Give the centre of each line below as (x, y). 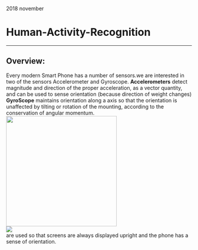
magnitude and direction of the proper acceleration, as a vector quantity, (94, 88)
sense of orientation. (31, 241)
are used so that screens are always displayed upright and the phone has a (97, 235)
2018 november (25, 9)
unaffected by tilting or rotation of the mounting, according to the (85, 106)
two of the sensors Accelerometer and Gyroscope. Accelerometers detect (97, 81)
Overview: (26, 61)
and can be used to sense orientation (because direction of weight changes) (99, 94)
